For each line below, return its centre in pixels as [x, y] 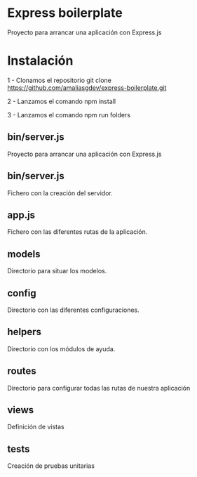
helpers [25, 332]
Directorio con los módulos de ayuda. [61, 348]
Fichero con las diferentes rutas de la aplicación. [77, 232]
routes [22, 371]
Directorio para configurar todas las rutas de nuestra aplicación [99, 388]
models [24, 254]
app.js [21, 215]
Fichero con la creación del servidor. [60, 193]
